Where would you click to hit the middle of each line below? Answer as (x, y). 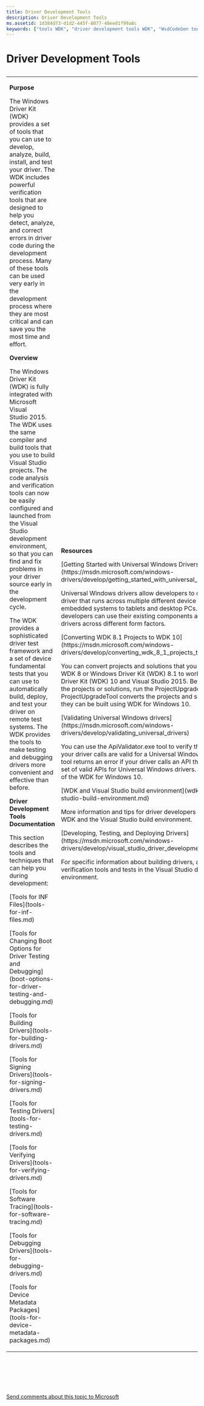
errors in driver (31, 237)
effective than (29, 780)
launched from (30, 516)
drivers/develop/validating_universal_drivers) (125, 732)
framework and (31, 650)
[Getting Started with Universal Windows (119, 564)
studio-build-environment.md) (105, 798)
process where (31, 306)
